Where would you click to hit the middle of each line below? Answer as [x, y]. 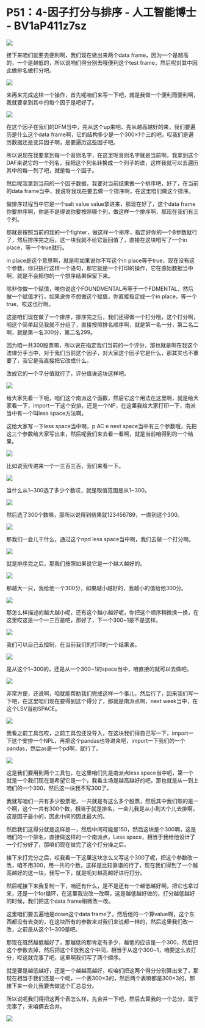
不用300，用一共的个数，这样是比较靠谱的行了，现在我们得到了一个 [108, 865]
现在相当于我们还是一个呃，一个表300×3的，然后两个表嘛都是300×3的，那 [101, 978]
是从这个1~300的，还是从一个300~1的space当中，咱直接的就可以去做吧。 [99, 669]
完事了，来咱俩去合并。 [36, 1006]
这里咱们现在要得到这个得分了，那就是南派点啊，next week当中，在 [113, 701]
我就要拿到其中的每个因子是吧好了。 [52, 102]
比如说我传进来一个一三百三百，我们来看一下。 [65, 465]
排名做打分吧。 [36, 70]
